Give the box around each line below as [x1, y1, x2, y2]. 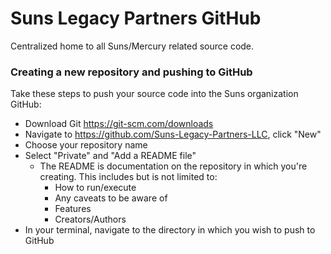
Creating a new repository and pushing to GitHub [10, 65, 253, 79]
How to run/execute [54, 182, 137, 194]
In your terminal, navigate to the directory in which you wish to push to [24, 224, 316, 236]
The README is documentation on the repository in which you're [39, 160, 308, 172]
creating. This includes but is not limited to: [39, 171, 218, 183]
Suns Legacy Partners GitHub [10, 7, 262, 30]
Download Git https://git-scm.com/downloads [24, 118, 214, 130]
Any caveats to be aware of [54, 192, 168, 204]
